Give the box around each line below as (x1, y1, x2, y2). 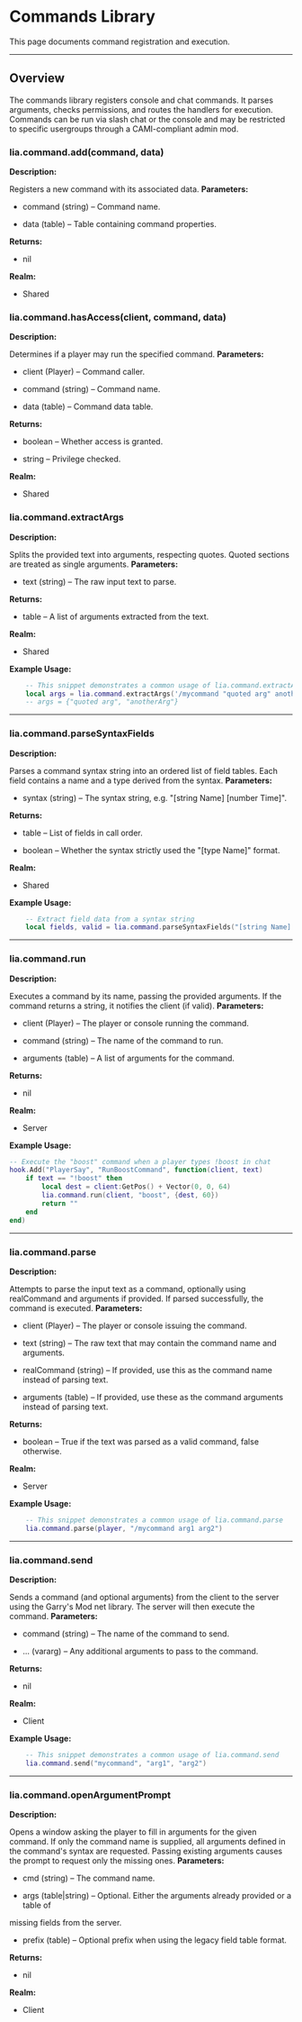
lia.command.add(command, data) (9, 146, 164, 159)
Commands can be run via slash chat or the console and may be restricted (9, 114, 286, 124)
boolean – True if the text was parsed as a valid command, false (22, 1435, 259, 1447)
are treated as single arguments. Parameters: (9, 559, 178, 569)
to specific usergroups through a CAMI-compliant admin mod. (9, 123, 239, 134)
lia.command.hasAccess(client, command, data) (9, 311, 227, 323)
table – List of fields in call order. (22, 827, 143, 838)
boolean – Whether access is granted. (22, 436, 164, 447)
